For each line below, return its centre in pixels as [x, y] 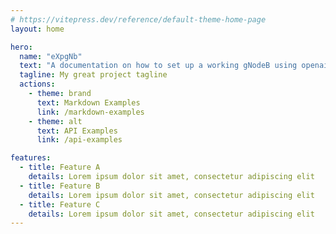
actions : [37, 84]
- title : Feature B [60, 186]
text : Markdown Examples [88, 102]
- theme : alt [55, 121]
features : [31, 158]
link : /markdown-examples [90, 112]
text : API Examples [77, 131]
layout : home [37, 29]
